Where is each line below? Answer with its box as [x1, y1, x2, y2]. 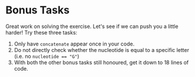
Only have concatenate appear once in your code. [14, 40, 135, 47]
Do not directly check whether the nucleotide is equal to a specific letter [14, 46, 190, 53]
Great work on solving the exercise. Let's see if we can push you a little [5, 23, 179, 30]
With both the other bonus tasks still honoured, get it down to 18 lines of [14, 59, 189, 66]
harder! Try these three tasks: [5, 29, 78, 36]
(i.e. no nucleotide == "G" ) [14, 52, 80, 60]
